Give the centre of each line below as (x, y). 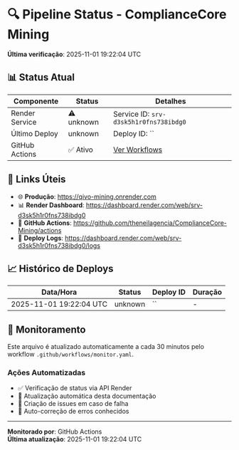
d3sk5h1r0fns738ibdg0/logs (59, 245)
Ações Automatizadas (47, 373)
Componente (36, 101)
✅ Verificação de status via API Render (75, 388)
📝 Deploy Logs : (41, 238)
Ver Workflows (138, 150)
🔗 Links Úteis (37, 179)
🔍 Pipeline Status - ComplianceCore (117, 15)
